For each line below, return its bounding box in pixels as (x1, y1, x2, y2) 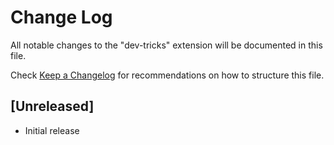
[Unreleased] (10, 98, 95, 115)
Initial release (24, 124, 80, 136)
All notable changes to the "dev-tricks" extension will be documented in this (10, 39, 323, 51)
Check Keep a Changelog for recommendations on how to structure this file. (10, 69, 325, 81)
